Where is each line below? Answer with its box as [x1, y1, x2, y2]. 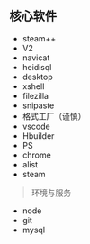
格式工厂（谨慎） [22, 111, 86, 122]
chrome [22, 149, 51, 160]
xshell [22, 80, 45, 92]
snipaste [22, 100, 55, 111]
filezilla [22, 90, 49, 101]
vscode [22, 121, 51, 131]
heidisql [22, 61, 52, 72]
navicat [22, 52, 50, 63]
